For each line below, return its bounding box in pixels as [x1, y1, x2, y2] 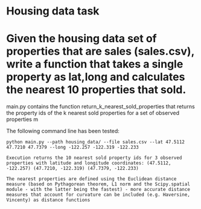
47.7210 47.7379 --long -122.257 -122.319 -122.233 [6, 145, 139, 151]
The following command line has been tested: [6, 128, 120, 135]
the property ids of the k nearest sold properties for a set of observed [6, 110, 180, 117]
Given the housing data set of [6, 32, 157, 46]
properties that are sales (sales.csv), [6, 45, 195, 58]
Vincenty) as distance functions [6, 197, 91, 203]
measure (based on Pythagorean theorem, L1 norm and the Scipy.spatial [6, 181, 190, 187]
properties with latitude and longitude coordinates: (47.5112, [6, 160, 171, 166]
